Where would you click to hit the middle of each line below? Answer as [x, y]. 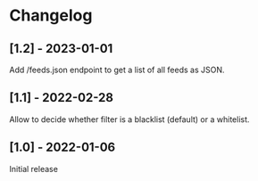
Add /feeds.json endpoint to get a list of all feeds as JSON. [117, 70]
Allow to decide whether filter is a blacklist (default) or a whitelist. [129, 119]
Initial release [33, 169]
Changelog [51, 16]
